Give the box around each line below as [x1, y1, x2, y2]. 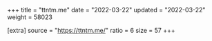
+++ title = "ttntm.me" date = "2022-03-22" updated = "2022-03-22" [7, 6, 206, 14]
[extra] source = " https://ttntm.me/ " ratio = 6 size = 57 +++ [7, 27, 175, 34]
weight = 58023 [7, 13, 53, 21]
